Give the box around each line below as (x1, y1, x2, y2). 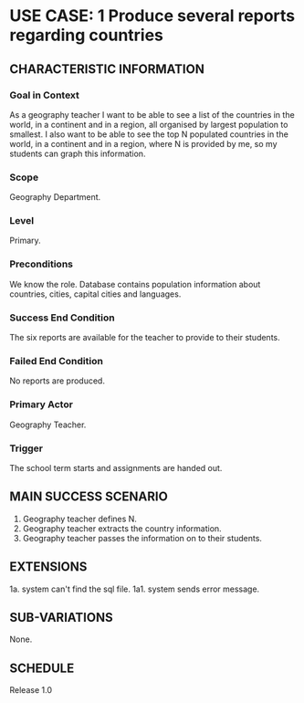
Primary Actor (9, 398, 73, 411)
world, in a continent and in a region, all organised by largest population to (9, 119, 288, 130)
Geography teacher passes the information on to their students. (22, 532, 263, 543)
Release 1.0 (9, 685, 53, 696)
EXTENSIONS (9, 559, 88, 575)
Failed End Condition (9, 354, 103, 367)
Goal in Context (9, 89, 80, 101)
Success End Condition (9, 311, 116, 324)
